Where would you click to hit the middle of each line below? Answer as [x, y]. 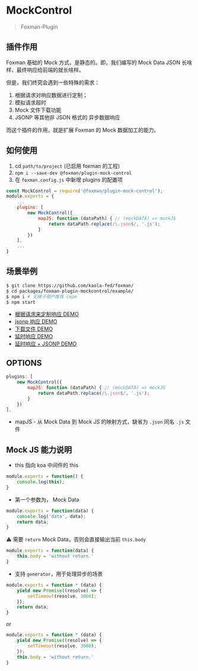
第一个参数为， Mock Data [47, 499]
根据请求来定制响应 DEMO [47, 314]
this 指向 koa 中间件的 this [47, 465]
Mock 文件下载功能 [38, 110]
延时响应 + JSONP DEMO [46, 344]
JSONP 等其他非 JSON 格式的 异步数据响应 [67, 117]
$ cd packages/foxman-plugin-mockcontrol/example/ [70, 291]
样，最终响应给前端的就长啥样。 [45, 69]
